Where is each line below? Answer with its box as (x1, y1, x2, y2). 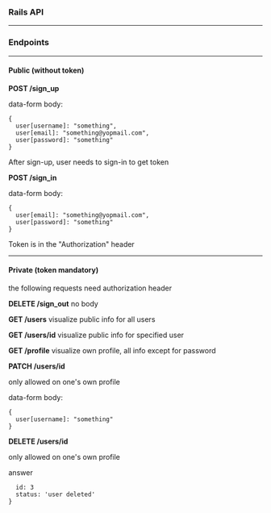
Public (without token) (8, 65, 85, 75)
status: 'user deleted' (15, 490, 95, 498)
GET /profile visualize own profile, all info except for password (8, 346, 216, 355)
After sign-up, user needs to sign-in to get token (8, 156, 169, 167)
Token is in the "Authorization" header (8, 239, 135, 248)
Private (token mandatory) (8, 265, 99, 275)
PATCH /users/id (8, 361, 66, 371)
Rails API (8, 6, 44, 18)
